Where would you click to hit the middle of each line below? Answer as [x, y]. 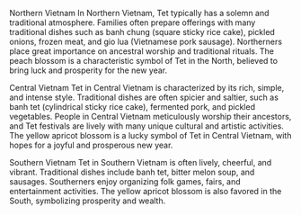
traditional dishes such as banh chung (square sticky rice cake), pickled [142, 32]
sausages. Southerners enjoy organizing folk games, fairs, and [125, 182]
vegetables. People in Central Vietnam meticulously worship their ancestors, [150, 116]
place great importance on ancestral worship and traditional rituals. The [142, 51]
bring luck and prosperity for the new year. [89, 70]
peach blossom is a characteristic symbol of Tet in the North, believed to [144, 61]
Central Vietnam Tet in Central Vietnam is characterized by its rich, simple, [147, 88]
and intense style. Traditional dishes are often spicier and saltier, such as [144, 97]
